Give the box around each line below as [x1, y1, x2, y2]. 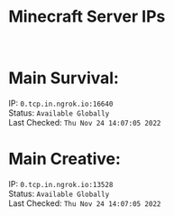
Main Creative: [8, 149, 121, 169]
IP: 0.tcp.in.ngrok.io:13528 [8, 178, 114, 189]
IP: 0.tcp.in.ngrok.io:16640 [8, 98, 114, 108]
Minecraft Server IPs [8, 6, 166, 27]
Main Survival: [8, 68, 119, 89]
